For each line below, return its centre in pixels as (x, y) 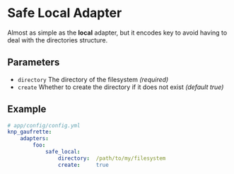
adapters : (35, 139)
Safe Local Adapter (65, 13)
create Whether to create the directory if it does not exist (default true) (121, 87)
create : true (83, 165)
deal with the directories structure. (58, 40)
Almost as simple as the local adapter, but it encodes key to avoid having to (117, 33)
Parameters (34, 63)
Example (27, 109)
